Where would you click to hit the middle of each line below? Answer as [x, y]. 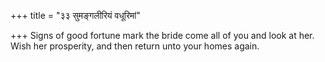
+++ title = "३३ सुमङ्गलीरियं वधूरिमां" [75, 15]
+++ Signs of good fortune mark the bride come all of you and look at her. [162, 35]
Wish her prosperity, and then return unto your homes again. [135, 46]
